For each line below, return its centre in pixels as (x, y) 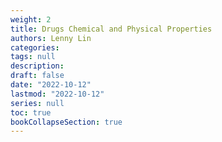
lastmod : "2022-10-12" (57, 94)
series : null (37, 103)
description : (37, 66)
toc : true (31, 112)
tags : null (33, 57)
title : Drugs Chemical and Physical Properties (111, 29)
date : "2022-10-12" (51, 85)
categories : (35, 47)
